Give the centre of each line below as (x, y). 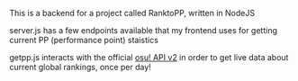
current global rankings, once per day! (80, 67)
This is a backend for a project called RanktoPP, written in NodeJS (132, 13)
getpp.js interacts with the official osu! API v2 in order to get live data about (149, 57)
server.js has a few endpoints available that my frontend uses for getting (143, 30)
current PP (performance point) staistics (84, 40)
